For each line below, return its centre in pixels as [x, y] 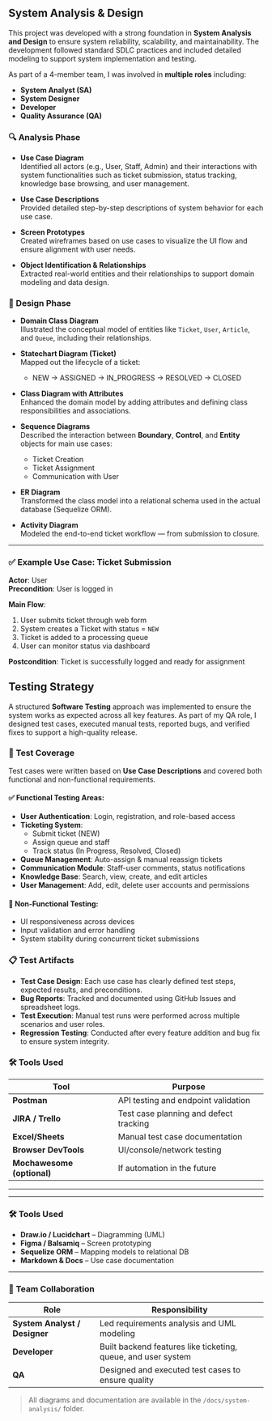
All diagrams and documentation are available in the [115, 1400]
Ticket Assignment [64, 468]
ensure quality [127, 1381]
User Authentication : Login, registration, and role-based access [127, 817]
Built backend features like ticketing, [168, 1347]
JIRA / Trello [37, 1118]
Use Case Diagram [52, 158]
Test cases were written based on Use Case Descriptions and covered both [135, 770]
